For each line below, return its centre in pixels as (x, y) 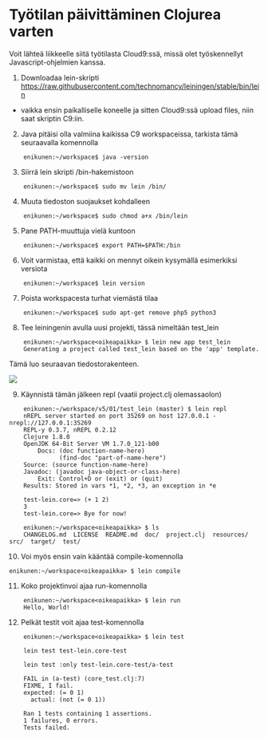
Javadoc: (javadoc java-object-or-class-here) (102, 472)
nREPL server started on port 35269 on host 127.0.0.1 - (120, 416)
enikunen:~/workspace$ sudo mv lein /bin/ (95, 186)
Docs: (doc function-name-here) (92, 451)
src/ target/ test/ (45, 541)
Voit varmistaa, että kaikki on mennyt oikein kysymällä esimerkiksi (129, 260)
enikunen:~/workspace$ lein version (85, 283)
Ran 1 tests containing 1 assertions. (88, 713)
